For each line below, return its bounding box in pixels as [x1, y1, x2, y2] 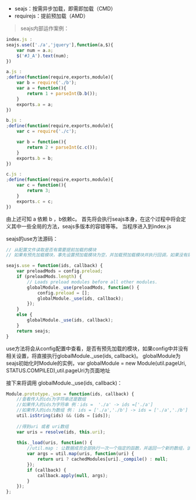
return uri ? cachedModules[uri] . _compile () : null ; [37, 456, 168, 462]
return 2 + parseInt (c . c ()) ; [27, 144, 98, 150]
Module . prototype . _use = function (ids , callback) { [6, 391, 134, 397]
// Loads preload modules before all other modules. [27, 279, 158, 285]
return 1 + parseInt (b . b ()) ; [27, 90, 98, 97]
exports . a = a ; [16, 101, 54, 107]
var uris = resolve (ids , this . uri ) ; [16, 429, 106, 435]
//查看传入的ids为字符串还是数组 [16, 396, 86, 402]
